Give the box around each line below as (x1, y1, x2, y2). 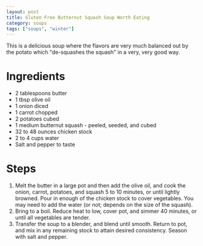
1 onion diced (14, 102, 48, 110)
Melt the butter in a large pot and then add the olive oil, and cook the (14, 182, 186, 189)
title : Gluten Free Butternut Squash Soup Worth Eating (6, 14, 150, 20)
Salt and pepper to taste (14, 141, 76, 148)
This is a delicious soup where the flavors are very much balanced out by (6, 42, 188, 49)
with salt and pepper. (14, 233, 68, 241)
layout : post (6, 8, 39, 15)
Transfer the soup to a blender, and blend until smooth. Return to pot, (14, 221, 188, 228)
